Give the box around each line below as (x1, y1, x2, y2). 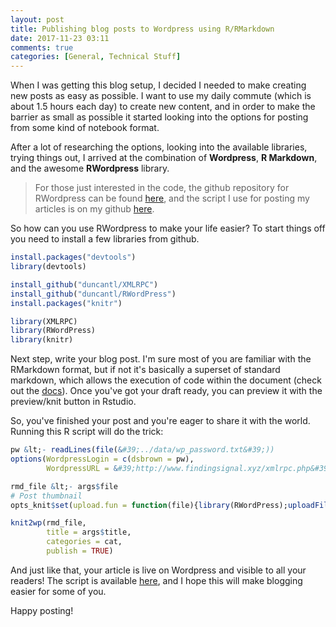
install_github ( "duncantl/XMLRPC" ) (10, 279, 159, 290)
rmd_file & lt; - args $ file (10, 481, 118, 491)
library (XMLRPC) (10, 316, 78, 326)
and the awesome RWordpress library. (10, 162, 170, 175)
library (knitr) (10, 335, 74, 345)
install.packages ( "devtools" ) (10, 252, 137, 263)
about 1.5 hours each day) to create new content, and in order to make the (10, 101, 316, 113)
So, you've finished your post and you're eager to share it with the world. (10, 415, 311, 427)
